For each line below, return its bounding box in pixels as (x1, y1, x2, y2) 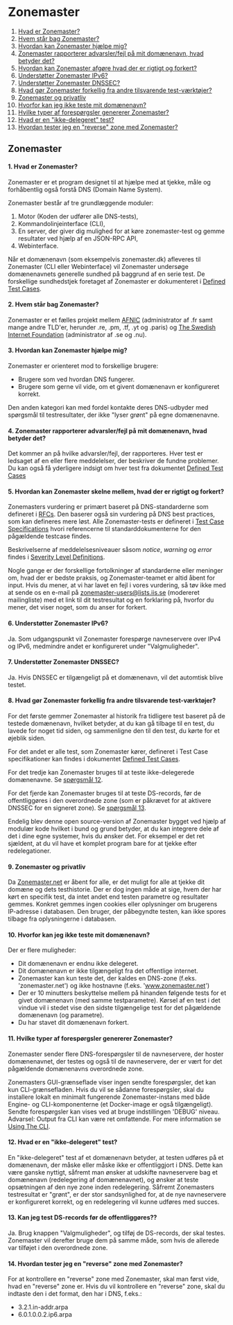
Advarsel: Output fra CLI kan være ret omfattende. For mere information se (8, 1114, 221, 1123)
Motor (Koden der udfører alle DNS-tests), (17, 212, 139, 220)
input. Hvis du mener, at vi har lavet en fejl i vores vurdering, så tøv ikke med (8, 581, 226, 589)
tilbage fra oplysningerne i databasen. (8, 915, 116, 923)
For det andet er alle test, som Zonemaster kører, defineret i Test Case (8, 747, 209, 756)
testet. (8, 680, 26, 689)
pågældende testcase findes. (8, 532, 92, 541)
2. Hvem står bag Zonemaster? (8, 300, 99, 309)
